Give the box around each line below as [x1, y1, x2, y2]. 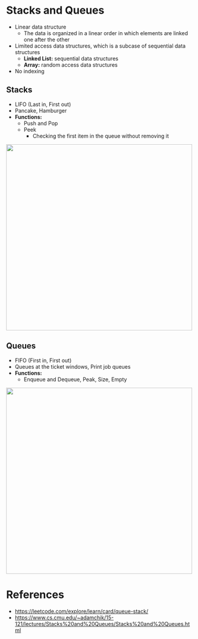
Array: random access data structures [23, 61, 118, 68]
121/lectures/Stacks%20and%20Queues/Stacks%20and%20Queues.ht [14, 620, 190, 627]
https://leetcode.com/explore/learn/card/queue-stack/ [14, 607, 149, 615]
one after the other [23, 36, 70, 43]
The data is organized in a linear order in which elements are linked [23, 29, 188, 36]
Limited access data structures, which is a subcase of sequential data [14, 42, 186, 49]
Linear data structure [14, 23, 67, 30]
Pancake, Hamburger [14, 107, 67, 114]
